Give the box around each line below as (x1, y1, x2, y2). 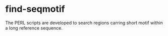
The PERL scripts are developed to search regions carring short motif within (5, 20, 163, 26)
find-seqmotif (5, 3, 65, 15)
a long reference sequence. (5, 25, 63, 31)
